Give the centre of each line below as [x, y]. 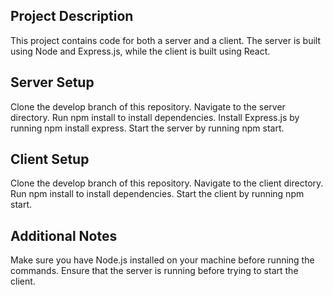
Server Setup [52, 82]
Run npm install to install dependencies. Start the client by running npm [157, 194]
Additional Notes [64, 235]
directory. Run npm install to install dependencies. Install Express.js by [155, 117]
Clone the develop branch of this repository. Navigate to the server [148, 106]
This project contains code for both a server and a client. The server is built [166, 40]
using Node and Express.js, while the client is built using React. [140, 51]
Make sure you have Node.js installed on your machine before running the [162, 260]
